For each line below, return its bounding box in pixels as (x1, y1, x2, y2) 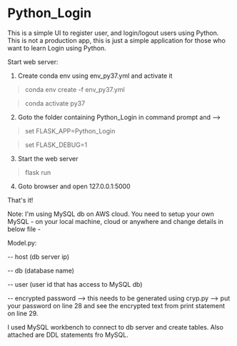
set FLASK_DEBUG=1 (24, 141, 88, 149)
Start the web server (17, 154, 79, 163)
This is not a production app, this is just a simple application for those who (7, 36, 226, 44)
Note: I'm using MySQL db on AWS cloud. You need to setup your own (7, 209, 214, 218)
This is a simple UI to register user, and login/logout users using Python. (7, 29, 219, 37)
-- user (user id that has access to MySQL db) (7, 280, 143, 288)
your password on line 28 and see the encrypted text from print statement (7, 301, 226, 310)
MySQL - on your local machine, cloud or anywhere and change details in (7, 217, 223, 225)
